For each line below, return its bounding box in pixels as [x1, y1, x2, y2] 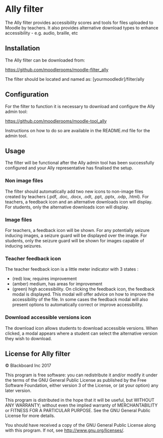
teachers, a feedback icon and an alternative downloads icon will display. [5, 199, 153, 205]
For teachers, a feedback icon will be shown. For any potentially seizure [5, 227, 150, 233]
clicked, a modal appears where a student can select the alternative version [5, 330, 158, 336]
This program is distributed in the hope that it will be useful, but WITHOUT [5, 397, 155, 403]
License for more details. [5, 413, 55, 419]
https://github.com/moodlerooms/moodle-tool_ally [5, 118, 107, 124]
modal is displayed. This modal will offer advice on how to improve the [12, 291, 154, 297]
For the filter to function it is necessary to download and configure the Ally [5, 103, 155, 109]
